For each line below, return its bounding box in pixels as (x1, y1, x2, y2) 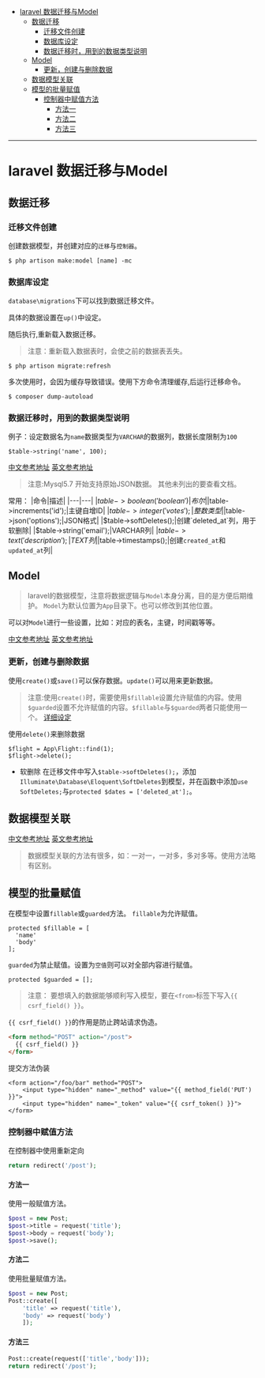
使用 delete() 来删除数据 (8, 729, 85, 738)
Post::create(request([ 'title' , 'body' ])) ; (8, 1355, 150, 1363)
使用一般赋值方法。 (8, 1199, 71, 1208)
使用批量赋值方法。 (8, 1274, 71, 1283)
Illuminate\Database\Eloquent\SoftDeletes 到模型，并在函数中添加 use (19, 776, 248, 786)
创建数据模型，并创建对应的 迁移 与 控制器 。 (8, 240, 142, 251)
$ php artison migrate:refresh (8, 362, 111, 370)
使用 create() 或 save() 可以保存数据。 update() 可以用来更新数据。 (8, 675, 218, 685)
